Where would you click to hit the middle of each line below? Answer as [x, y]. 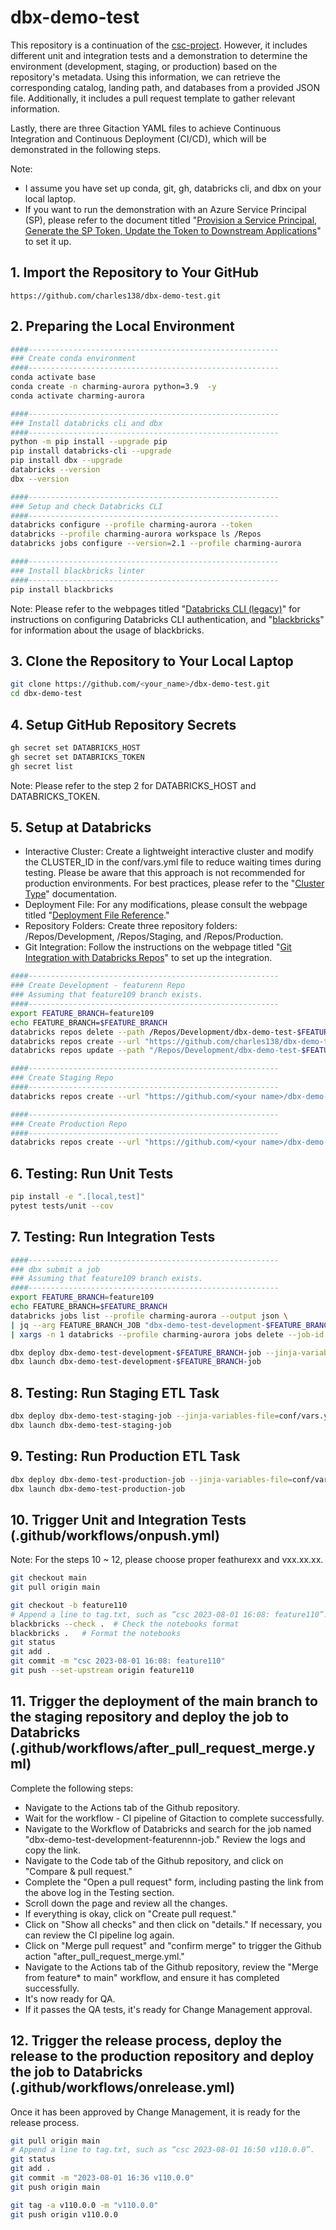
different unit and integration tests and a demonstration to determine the [159, 55]
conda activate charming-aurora [77, 396]
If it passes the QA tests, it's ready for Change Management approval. [168, 2009]
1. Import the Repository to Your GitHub [135, 272]
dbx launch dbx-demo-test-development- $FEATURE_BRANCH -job [136, 1362]
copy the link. [53, 1850]
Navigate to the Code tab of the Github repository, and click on [154, 1860]
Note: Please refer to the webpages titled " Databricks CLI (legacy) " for [155, 608]
